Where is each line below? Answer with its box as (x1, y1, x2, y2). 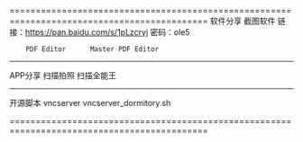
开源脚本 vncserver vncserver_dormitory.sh (9, 98, 171, 108)
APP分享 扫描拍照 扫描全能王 (9, 70, 117, 81)
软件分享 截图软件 (209, 15, 276, 26)
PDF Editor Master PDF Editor (25, 45, 160, 54)
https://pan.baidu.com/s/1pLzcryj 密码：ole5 (25, 27, 191, 37)
